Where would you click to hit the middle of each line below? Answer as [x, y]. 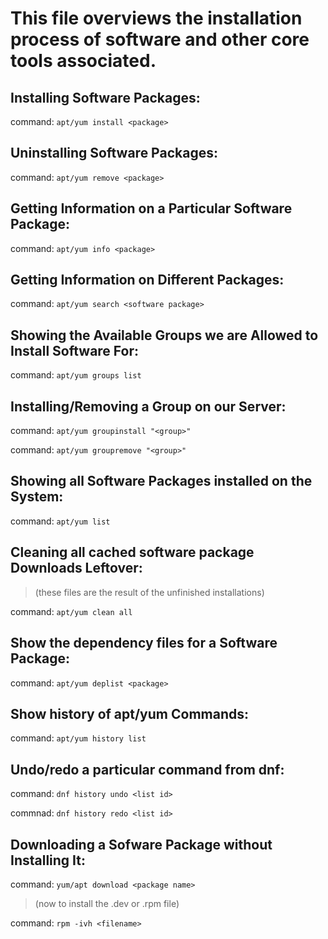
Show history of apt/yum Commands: [129, 713]
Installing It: [48, 860]
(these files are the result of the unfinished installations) [149, 592]
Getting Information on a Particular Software [151, 208]
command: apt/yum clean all [71, 611]
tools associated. [83, 61]
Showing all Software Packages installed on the [161, 481]
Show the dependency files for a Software [144, 643]
